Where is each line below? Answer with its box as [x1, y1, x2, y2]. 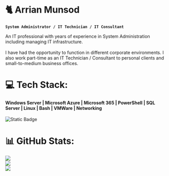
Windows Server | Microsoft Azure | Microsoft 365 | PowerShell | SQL [5, 100, 155, 106]
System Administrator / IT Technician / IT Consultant [5, 24, 124, 30]
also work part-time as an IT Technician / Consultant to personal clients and [5, 54, 164, 61]
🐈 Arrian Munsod [5, 4, 80, 16]
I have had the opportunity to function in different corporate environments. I [5, 49, 164, 55]
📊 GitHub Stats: [5, 135, 75, 146]
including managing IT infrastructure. [5, 39, 83, 45]
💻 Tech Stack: [5, 79, 68, 91]
